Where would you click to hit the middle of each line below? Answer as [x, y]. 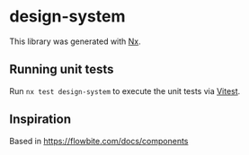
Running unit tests [62, 69]
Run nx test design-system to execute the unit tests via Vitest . [125, 90]
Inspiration [40, 120]
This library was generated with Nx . [75, 41]
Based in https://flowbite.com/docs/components [99, 141]
